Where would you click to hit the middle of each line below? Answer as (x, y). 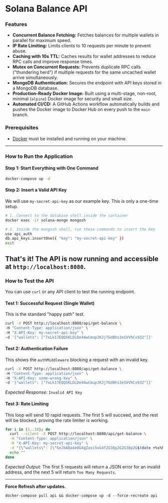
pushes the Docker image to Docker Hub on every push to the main (81, 109)
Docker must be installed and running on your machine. (69, 138)
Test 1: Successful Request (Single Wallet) (50, 303)
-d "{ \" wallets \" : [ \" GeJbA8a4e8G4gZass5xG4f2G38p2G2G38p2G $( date (80, 448)
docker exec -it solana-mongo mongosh (45, 220)
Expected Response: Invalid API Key (44, 392)
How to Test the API (29, 281)
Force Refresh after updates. (35, 486)
